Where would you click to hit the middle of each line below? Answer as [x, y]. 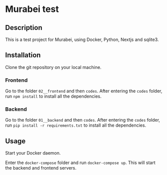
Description [24, 28]
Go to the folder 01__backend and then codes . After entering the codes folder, [83, 120]
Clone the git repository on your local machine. [53, 67]
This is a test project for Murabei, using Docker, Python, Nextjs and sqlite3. [82, 39]
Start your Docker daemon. [33, 153]
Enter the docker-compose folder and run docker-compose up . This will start [80, 163]
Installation [23, 55]
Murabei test [32, 9]
